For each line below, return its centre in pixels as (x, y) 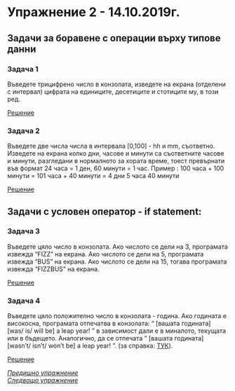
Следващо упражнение (43, 380)
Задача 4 (24, 301)
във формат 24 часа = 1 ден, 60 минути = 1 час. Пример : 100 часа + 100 (116, 168)
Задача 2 (23, 130)
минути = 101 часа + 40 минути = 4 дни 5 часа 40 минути (93, 176)
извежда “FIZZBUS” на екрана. (53, 269)
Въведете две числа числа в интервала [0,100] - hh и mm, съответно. (111, 146)
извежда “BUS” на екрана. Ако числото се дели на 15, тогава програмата (117, 261)
